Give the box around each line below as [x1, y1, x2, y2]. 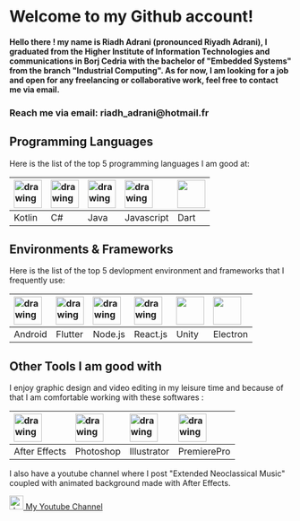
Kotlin [13, 211, 39, 223]
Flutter [56, 328, 83, 341]
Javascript [124, 211, 169, 223]
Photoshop [74, 446, 121, 458]
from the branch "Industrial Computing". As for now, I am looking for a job [9, 65, 289, 75]
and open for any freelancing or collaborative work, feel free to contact [9, 74, 279, 85]
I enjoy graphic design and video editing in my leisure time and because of [9, 383, 284, 394]
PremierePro [177, 446, 231, 458]
